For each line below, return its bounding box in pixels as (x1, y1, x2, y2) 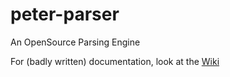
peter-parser (10, 3, 120, 26)
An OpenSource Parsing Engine (10, 36, 141, 48)
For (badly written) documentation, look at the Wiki (10, 55, 220, 67)
